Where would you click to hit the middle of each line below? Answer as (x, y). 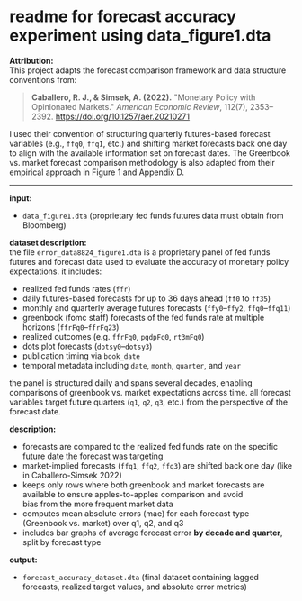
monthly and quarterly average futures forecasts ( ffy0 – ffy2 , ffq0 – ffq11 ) (156, 307)
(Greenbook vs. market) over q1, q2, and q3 (103, 523)
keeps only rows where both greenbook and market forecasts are (143, 485)
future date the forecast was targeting (93, 456)
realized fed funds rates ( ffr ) (76, 288)
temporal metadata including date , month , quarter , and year (131, 365)
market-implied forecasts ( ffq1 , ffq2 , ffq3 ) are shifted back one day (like (157, 465)
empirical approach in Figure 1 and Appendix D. (97, 172)
